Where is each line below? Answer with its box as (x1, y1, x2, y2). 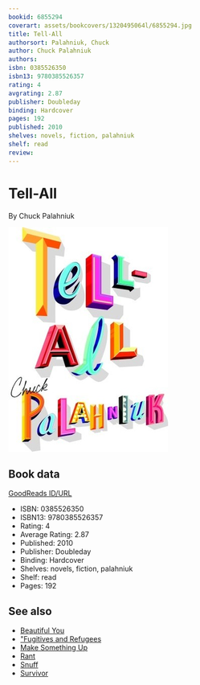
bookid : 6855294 (8, 13, 63, 21)
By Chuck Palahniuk (8, 211, 75, 220)
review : (8, 149, 35, 157)
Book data (8, 467, 60, 481)
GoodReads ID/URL (8, 489, 72, 498)
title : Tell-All (8, 30, 63, 38)
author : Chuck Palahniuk (8, 47, 92, 55)
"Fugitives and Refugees (19, 634, 102, 644)
